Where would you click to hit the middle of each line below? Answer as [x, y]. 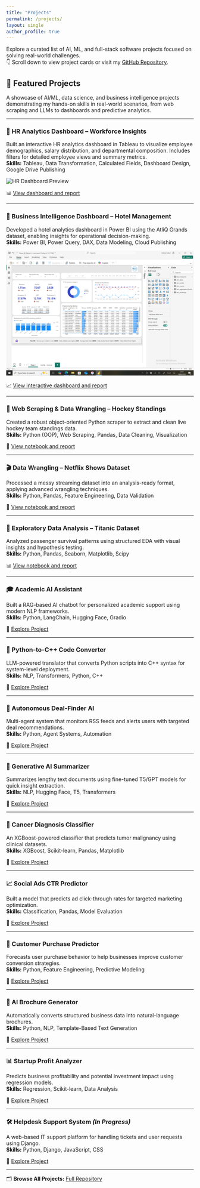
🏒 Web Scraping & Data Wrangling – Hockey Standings [86, 409]
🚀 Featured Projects [43, 83]
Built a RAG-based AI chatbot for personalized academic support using [93, 604]
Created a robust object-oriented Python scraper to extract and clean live [96, 422]
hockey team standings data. [42, 428]
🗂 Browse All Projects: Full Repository [54, 1179]
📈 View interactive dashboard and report [57, 385]
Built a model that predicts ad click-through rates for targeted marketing [94, 899]
